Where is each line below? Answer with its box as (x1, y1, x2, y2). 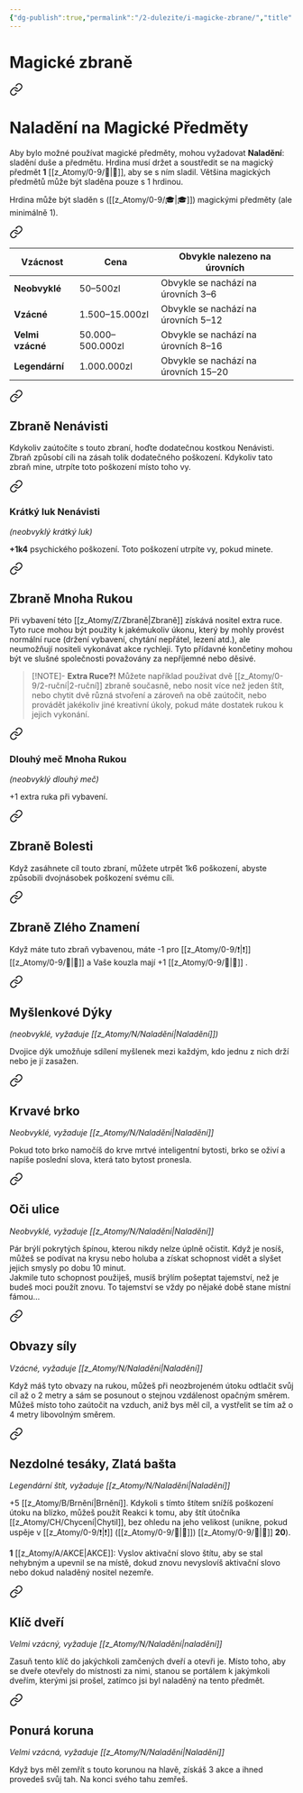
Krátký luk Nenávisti (9, 506, 101, 519)
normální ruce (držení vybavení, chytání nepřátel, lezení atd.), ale (9, 634, 251, 645)
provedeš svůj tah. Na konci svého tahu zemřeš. (9, 1774, 188, 1785)
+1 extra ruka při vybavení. (9, 791, 108, 802)
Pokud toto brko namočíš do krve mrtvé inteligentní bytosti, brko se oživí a (9, 1145, 286, 1155)
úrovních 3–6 (161, 288, 217, 300)
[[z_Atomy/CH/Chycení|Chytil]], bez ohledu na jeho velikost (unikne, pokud (9, 1517, 288, 1528)
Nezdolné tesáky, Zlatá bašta (9, 1456, 177, 1471)
